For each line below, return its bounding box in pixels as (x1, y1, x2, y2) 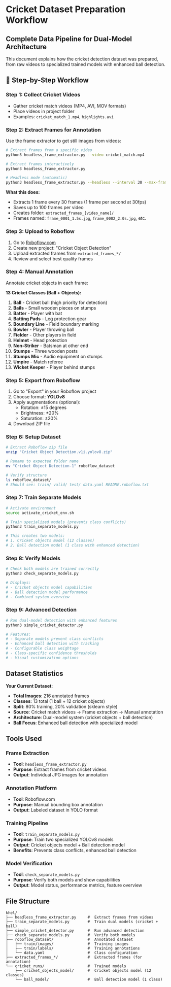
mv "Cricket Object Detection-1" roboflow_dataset (6, 463, 115, 469)
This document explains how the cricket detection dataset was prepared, (6, 56, 159, 62)
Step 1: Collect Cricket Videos (6, 91, 81, 98)
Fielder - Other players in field (13, 331, 77, 338)
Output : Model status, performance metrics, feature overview (13, 882, 143, 889)
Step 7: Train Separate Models (6, 494, 82, 501)
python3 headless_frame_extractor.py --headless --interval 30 (6, 180, 143, 185)
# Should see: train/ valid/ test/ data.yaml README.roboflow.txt (6, 482, 149, 487)
